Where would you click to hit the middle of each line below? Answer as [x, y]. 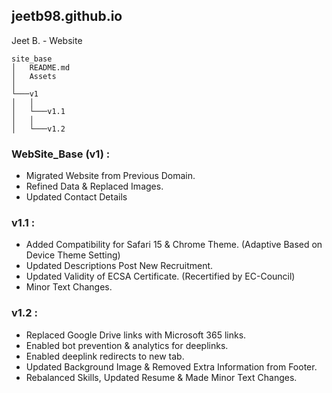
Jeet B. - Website [47, 40]
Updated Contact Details [76, 197]
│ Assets [34, 76]
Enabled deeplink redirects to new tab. [105, 356]
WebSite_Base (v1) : [61, 154]
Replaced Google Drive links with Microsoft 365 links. [136, 335]
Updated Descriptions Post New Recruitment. [119, 266]
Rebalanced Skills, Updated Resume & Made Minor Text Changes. [161, 377]
